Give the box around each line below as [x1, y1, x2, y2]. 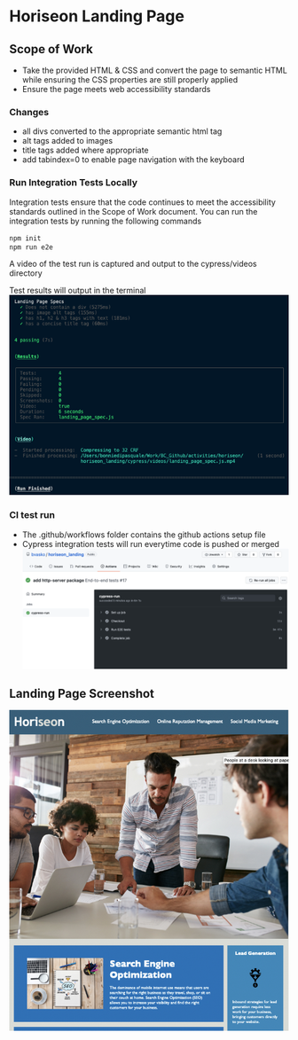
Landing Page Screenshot [9, 685, 155, 701]
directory [9, 268, 43, 278]
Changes [9, 106, 50, 118]
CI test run [9, 509, 56, 521]
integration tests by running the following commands [9, 215, 202, 226]
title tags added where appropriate [21, 145, 149, 156]
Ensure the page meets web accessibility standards [21, 84, 211, 94]
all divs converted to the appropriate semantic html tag [21, 126, 223, 137]
